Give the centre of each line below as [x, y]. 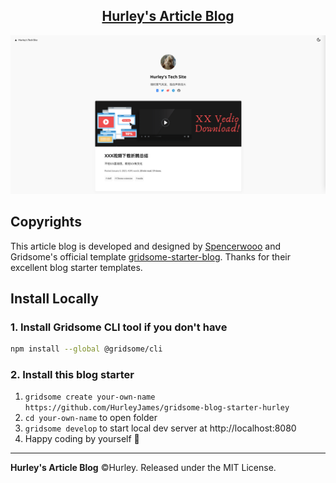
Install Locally [54, 298]
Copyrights [46, 222]
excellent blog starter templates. [76, 267]
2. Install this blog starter [72, 375]
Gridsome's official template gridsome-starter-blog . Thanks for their [150, 256]
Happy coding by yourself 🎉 [82, 439]
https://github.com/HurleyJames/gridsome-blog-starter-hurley [157, 408]
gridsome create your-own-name [90, 397]
